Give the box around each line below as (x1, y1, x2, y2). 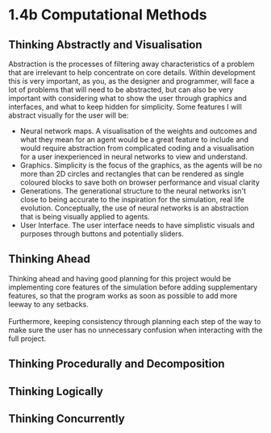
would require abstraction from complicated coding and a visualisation (19, 144, 255, 152)
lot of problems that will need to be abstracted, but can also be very (8, 85, 234, 94)
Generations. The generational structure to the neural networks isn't (19, 186, 247, 195)
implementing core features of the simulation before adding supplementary (8, 282, 258, 292)
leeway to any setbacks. (8, 299, 89, 309)
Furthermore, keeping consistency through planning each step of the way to (8, 316, 261, 326)
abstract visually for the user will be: (8, 110, 129, 120)
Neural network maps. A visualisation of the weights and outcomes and (19, 127, 257, 135)
